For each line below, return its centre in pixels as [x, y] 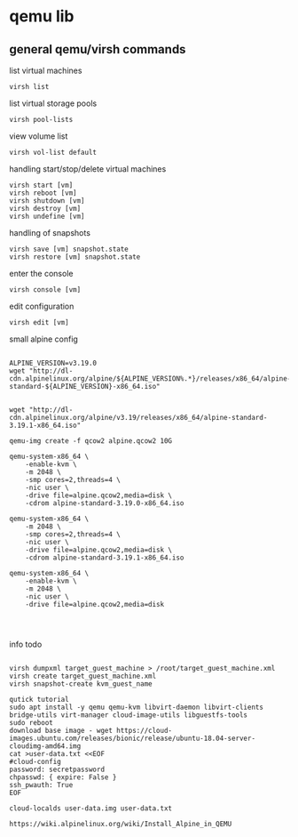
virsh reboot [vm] [43, 193]
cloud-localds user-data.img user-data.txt [91, 809]
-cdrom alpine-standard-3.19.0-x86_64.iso [105, 503]
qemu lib [42, 16]
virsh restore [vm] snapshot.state [75, 257]
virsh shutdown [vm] [47, 201]
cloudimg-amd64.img [45, 746]
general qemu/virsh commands [98, 49]
